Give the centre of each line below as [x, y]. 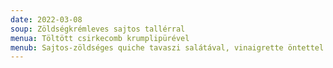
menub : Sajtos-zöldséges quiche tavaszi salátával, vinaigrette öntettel [167, 47]
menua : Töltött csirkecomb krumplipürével [100, 38]
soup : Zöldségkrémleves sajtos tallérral [98, 29]
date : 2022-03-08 [46, 19]
